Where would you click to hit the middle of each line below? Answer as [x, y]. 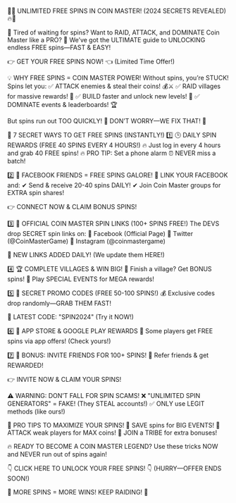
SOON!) [19, 478]
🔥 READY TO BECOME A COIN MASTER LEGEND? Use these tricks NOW [113, 446]
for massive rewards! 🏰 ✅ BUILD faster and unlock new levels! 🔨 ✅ [104, 96]
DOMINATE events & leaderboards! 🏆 [62, 105]
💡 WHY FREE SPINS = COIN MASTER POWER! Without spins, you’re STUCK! [118, 78]
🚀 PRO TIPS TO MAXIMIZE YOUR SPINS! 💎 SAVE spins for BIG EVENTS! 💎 [114, 425]
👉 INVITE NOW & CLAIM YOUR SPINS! [64, 379]
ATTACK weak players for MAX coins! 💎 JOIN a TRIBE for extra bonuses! [112, 433]
